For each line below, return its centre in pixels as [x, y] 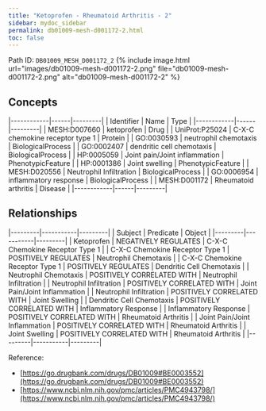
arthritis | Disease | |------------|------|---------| [88, 189]
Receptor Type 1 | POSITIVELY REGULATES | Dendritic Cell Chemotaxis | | [129, 266]
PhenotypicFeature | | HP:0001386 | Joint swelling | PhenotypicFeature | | [129, 163]
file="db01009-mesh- [193, 69]
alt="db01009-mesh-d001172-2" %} [121, 77]
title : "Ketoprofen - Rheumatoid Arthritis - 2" [90, 15]
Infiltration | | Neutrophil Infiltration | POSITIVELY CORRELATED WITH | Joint [133, 283]
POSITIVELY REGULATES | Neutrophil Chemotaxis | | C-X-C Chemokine [125, 258]
